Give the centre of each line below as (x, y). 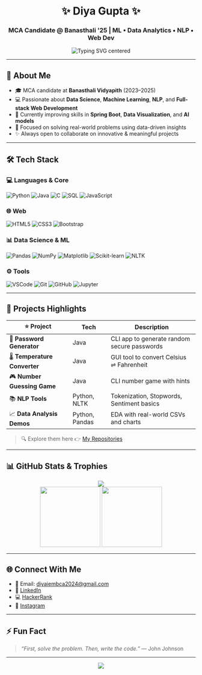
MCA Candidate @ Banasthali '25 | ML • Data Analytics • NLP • (101, 30)
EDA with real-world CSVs (148, 415)
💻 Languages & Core (38, 180)
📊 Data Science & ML (38, 240)
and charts (126, 422)
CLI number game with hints (151, 381)
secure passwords (137, 346)
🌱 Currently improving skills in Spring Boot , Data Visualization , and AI (102, 115)
